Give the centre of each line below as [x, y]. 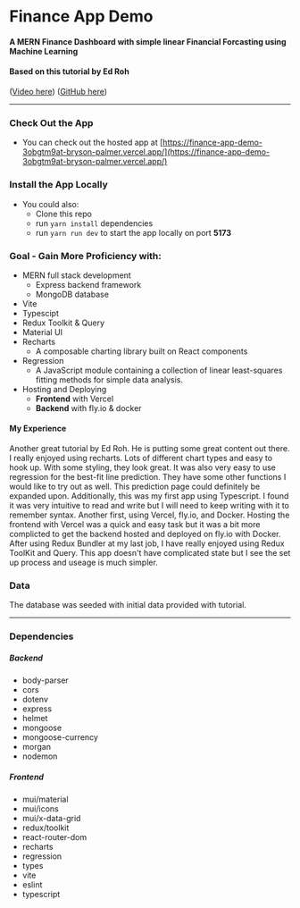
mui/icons [41, 809]
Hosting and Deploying [64, 389]
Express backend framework [88, 284]
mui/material [45, 799]
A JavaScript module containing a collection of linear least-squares [159, 370]
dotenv [35, 700]
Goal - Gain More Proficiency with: [86, 256]
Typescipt [41, 313]
